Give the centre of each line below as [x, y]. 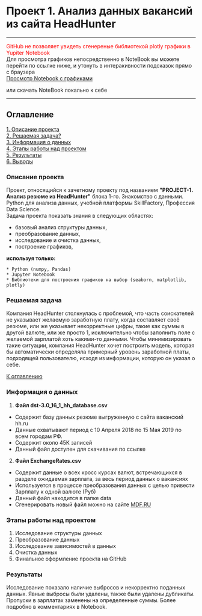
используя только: [31, 258]
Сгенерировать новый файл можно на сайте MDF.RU [83, 504]
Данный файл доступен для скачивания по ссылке [80, 449]
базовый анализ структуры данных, [61, 227]
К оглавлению [24, 376]
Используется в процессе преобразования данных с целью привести [105, 485]
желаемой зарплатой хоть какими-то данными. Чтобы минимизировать [99, 339]
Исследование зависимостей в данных [65, 546]
